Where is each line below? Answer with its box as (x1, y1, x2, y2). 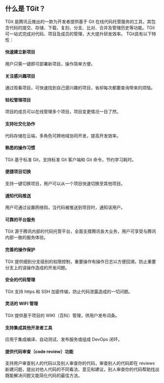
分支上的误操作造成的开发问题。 (5, 264, 70, 270)
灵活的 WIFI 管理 (5, 301, 38, 307)
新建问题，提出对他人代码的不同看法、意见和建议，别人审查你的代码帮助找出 (5, 366, 160, 372)
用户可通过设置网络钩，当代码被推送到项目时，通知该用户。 (5, 205, 125, 211)
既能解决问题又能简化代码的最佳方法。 (5, 373, 82, 379)
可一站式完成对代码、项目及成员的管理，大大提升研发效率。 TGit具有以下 (5, 31, 152, 37)
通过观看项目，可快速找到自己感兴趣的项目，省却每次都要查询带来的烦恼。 (5, 85, 155, 91)
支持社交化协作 (5, 121, 35, 127)
